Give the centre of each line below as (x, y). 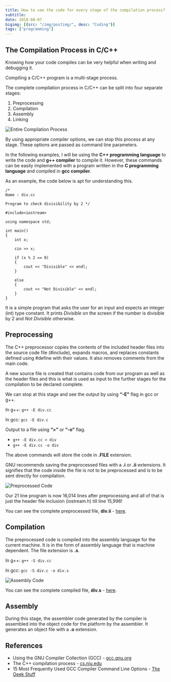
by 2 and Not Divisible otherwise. (40, 318)
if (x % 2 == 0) (32, 258)
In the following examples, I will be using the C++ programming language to (86, 154)
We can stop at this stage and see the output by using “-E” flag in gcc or (82, 394)
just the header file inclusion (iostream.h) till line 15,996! (64, 501)
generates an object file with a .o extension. (52, 630)
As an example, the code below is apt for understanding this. (69, 181)
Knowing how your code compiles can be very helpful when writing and (81, 62)
